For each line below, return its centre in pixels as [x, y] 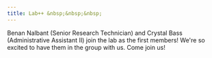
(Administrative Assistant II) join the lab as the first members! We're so [106, 40]
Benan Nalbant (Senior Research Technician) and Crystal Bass [95, 33]
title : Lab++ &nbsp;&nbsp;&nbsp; [55, 13]
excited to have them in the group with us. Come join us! [87, 47]
